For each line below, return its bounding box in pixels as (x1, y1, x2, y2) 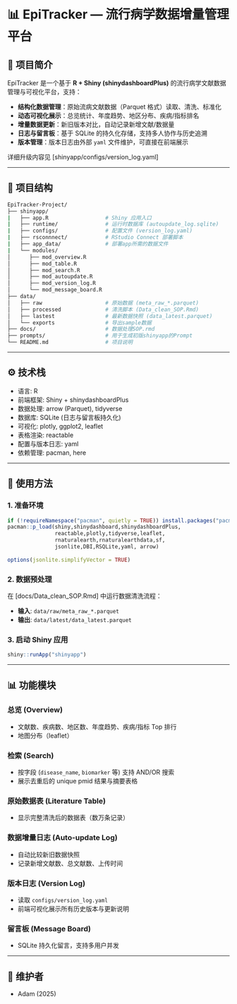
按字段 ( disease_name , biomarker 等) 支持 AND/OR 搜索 (17, 768, 175, 776)
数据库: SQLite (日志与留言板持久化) (17, 413, 121, 422)
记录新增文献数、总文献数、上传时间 (17, 859, 123, 867)
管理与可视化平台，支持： (7, 87, 82, 96)
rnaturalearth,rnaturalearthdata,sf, (54, 537, 166, 544)
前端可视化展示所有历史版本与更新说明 (17, 905, 129, 913)
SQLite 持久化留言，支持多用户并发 (17, 941, 120, 950)
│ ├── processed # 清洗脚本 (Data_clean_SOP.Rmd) (7, 306, 200, 313)
